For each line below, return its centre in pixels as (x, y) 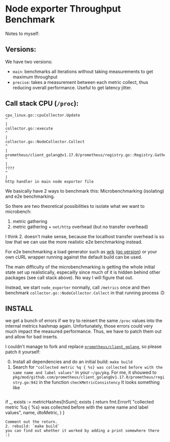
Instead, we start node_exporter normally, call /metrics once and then (78, 287)
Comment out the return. (31, 422)
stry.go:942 (25, 383)
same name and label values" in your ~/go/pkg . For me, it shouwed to (84, 373)
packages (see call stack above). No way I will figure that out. (69, 277)
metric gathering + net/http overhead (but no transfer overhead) (80, 227)
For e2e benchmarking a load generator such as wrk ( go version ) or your (81, 251)
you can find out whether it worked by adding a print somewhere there (82, 431)
